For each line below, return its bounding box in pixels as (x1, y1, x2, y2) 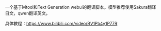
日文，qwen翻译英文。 (5, 10, 50, 16)
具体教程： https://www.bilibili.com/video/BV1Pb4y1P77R (5, 21, 118, 26)
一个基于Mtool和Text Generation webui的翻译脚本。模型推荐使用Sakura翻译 (5, 4, 156, 10)
